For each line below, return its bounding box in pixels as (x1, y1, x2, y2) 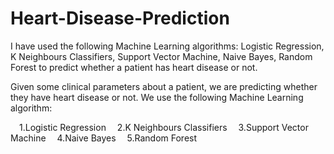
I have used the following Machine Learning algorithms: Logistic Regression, (10, 40, 325, 52)
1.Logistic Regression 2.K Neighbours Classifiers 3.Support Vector (19, 121, 309, 133)
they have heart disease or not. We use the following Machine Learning (10, 91, 304, 103)
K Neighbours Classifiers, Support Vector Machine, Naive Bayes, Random (10, 50, 313, 62)
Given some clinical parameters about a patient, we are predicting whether (10, 80, 318, 92)
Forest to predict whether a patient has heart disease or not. (10, 61, 258, 73)
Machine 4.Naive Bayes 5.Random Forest (10, 132, 198, 144)
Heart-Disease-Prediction (10, 7, 230, 30)
